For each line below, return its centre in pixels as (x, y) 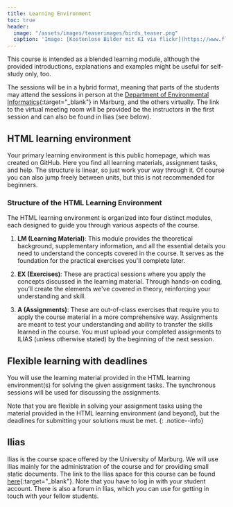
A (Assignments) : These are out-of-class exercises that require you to (118, 310)
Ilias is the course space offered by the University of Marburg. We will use (113, 459)
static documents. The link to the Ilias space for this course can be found (111, 474)
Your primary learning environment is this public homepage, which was (109, 155)
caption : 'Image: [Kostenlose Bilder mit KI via (85, 40)
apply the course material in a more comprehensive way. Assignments (118, 317)
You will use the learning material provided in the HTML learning (99, 378)
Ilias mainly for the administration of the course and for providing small (108, 466)
